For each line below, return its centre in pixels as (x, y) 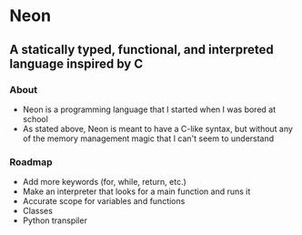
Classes (37, 211)
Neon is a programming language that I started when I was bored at (149, 109)
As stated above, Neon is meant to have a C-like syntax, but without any (158, 128)
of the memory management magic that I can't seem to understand (148, 138)
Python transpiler (55, 220)
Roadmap (31, 162)
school (35, 118)
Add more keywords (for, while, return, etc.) (104, 182)
